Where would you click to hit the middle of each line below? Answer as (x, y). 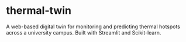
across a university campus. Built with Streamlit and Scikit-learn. (84, 32)
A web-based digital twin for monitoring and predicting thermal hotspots (93, 26)
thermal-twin (39, 11)
